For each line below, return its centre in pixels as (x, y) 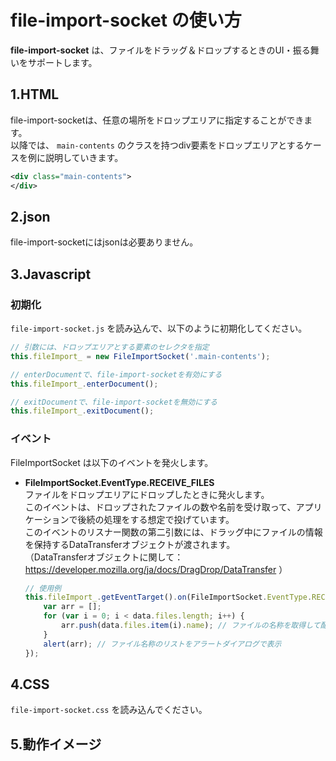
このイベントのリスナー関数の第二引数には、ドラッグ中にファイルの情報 (173, 532)
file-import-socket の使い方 (126, 20)
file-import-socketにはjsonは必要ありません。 (104, 242)
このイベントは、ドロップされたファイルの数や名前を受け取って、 (160, 507)
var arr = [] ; (72, 607)
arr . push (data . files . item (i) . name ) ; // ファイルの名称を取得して (191, 626)
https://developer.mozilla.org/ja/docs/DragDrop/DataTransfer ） (156, 569)
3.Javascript (51, 274)
